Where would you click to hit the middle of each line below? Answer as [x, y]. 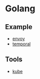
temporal [21, 44]
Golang [20, 9]
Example [19, 27]
